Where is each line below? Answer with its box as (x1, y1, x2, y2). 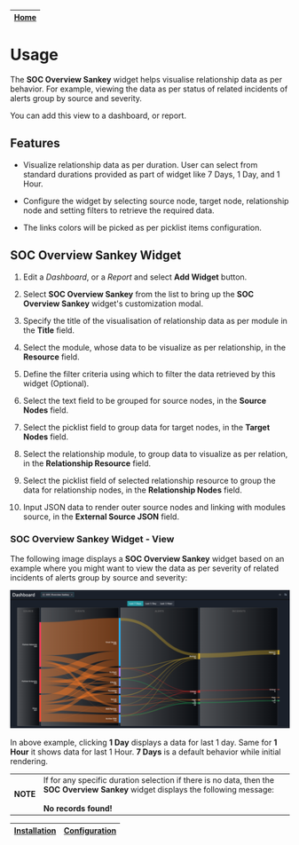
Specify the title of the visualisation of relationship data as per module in (22, 315, 287, 326)
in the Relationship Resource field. (22, 458, 152, 469)
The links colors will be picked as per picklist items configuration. (22, 222, 263, 233)
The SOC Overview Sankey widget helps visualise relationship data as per (10, 74, 283, 84)
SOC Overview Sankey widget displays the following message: (43, 784, 274, 794)
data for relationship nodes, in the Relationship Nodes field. (22, 485, 242, 495)
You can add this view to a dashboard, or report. (10, 110, 187, 121)
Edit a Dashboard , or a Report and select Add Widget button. (22, 272, 248, 282)
